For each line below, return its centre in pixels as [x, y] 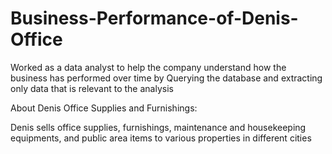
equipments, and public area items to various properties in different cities [161, 138]
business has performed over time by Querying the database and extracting [166, 78]
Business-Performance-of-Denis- [154, 18]
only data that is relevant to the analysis [92, 88]
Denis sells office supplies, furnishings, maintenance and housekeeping [158, 127]
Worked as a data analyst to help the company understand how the [148, 67]
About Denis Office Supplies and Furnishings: [104, 108]
